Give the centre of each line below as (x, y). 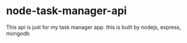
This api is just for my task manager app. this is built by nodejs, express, (94, 27)
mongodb (18, 33)
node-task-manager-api (66, 11)
